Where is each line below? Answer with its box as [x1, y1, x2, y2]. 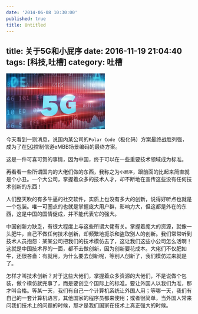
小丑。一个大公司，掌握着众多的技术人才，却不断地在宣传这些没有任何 [16, 176, 187, 183]
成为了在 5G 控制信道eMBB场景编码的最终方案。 [6, 143, 121, 151]
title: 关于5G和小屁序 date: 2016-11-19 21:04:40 [6, 46, 183, 56]
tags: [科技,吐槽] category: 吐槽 [6, 57, 123, 67]
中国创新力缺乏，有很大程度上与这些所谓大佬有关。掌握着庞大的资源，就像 [6, 223, 187, 230]
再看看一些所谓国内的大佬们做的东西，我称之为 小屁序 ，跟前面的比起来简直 [6, 168, 184, 175]
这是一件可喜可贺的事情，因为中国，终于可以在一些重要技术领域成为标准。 [6, 156, 187, 163]
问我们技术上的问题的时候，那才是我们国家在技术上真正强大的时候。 [6, 302, 171, 309]
